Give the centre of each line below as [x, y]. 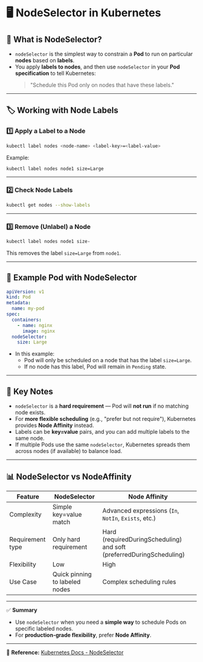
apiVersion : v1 [25, 292]
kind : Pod [19, 297]
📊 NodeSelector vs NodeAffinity [69, 476]
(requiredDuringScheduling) [142, 539]
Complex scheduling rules [139, 581]
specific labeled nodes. [44, 628]
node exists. [30, 412]
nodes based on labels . [45, 60]
